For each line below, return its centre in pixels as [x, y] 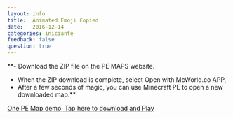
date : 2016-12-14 [36, 27]
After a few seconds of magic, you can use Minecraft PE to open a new [120, 87]
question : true [29, 46]
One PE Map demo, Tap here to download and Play [81, 108]
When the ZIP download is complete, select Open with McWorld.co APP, [122, 80]
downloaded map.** [47, 94]
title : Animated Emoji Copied [53, 20]
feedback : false [31, 40]
